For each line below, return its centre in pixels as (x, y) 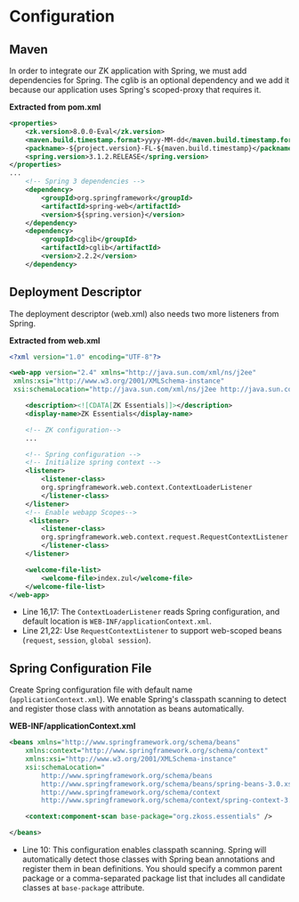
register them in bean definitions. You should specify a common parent (152, 869)
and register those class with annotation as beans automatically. (127, 709)
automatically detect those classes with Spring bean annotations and (149, 859)
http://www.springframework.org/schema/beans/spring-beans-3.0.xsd (169, 784)
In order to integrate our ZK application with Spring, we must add (128, 70)
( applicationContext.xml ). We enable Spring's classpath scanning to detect (148, 699)
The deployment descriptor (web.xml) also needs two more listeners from (144, 313)
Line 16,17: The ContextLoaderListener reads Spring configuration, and (151, 612)
